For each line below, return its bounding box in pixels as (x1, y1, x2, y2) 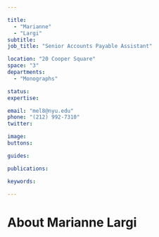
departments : (7, 68, 46, 75)
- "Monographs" (13, 75, 58, 82)
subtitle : (7, 36, 37, 43)
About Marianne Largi (7, 214, 137, 230)
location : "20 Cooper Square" (7, 56, 96, 63)
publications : (7, 165, 49, 172)
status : (7, 87, 30, 95)
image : (7, 133, 27, 140)
